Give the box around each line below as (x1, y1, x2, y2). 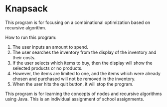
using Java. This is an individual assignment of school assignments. (5, 96, 145, 102)
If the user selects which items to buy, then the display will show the (12, 60, 153, 66)
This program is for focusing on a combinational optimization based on (5, 19, 151, 25)
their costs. (12, 54, 36, 60)
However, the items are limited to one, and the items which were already (12, 70, 161, 76)
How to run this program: (5, 34, 57, 40)
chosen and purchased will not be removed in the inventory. (12, 76, 136, 82)
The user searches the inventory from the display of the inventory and (12, 49, 157, 55)
